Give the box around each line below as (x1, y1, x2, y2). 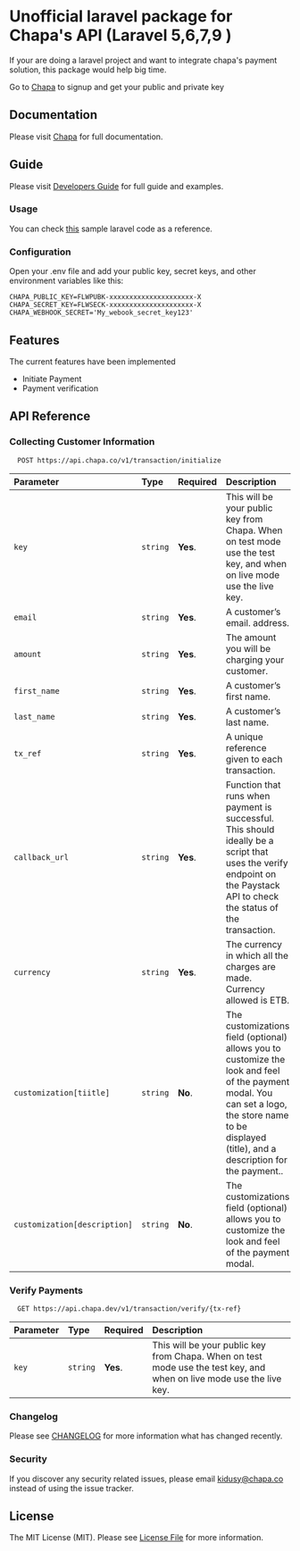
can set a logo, (225, 1097, 287, 1110)
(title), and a (225, 1142, 277, 1155)
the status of (225, 901, 279, 913)
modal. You (225, 1087, 273, 1099)
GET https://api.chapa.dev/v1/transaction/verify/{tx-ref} (17, 1304, 242, 1313)
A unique (225, 730, 263, 743)
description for (225, 1154, 287, 1166)
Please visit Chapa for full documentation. (9, 131, 163, 142)
